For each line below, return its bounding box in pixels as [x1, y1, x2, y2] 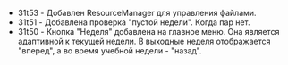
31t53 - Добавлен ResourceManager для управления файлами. [17, 8, 257, 18]
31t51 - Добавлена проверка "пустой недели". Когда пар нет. [17, 17, 250, 28]
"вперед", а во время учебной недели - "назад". [17, 45, 202, 56]
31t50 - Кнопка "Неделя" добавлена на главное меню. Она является [17, 27, 280, 37]
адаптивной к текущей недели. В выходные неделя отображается [17, 36, 271, 46]
